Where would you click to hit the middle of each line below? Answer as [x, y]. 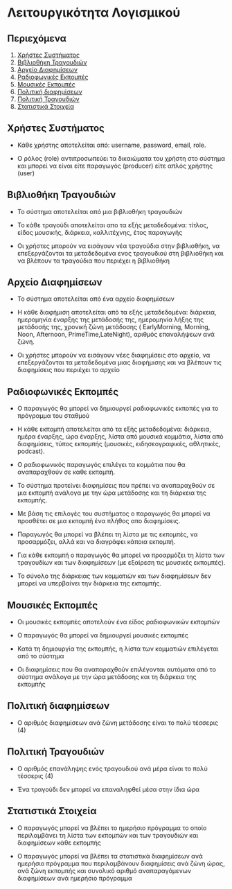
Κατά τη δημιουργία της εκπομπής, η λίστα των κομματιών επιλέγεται [118, 649]
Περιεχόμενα [37, 38]
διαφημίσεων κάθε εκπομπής [59, 843]
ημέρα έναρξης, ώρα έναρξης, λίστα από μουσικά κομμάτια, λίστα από [120, 437]
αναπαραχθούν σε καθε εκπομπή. [66, 472]
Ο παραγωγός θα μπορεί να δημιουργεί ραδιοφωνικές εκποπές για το [118, 408]
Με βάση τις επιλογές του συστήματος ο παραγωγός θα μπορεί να [114, 513]
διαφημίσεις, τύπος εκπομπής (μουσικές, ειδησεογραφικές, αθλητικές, [119, 444]
